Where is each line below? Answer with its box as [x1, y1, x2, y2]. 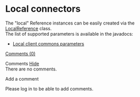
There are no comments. [5, 66, 57, 72]
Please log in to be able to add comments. [5, 85, 94, 92]
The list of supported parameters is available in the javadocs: [5, 31, 133, 37]
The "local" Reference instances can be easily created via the [5, 20, 135, 26]
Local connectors [5, 3, 81, 15]
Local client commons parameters [12, 40, 85, 46]
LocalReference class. [5, 25, 52, 31]
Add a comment [5, 76, 39, 82]
